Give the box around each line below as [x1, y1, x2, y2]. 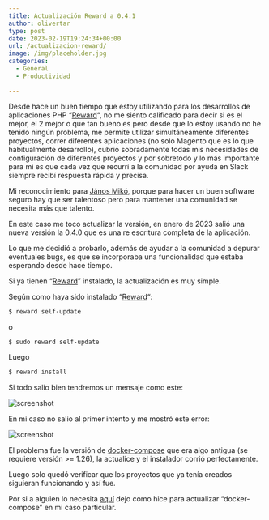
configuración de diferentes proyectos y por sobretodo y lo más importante [8, 153, 260, 163]
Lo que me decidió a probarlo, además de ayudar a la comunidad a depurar [8, 243, 261, 253]
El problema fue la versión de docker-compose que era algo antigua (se [8, 445, 249, 455]
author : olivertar [8, 19, 70, 28]
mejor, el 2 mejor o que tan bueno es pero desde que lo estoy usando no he [8, 118, 262, 128]
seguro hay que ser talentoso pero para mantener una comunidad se [8, 194, 237, 204]
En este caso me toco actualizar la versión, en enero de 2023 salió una [8, 219, 246, 228]
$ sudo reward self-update [8, 338, 100, 346]
